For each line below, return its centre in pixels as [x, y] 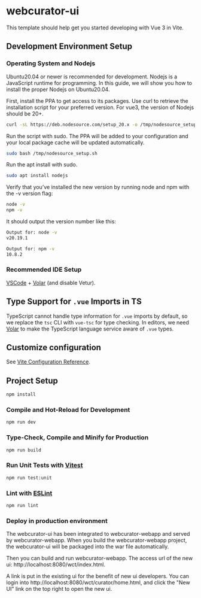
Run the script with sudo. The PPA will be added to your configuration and [97, 136]
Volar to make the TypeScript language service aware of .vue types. [90, 329]
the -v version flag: [30, 193]
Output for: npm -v [31, 249]
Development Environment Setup [69, 46]
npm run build [24, 450]
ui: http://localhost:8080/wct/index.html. [56, 564]
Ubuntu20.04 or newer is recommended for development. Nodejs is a [92, 77]
